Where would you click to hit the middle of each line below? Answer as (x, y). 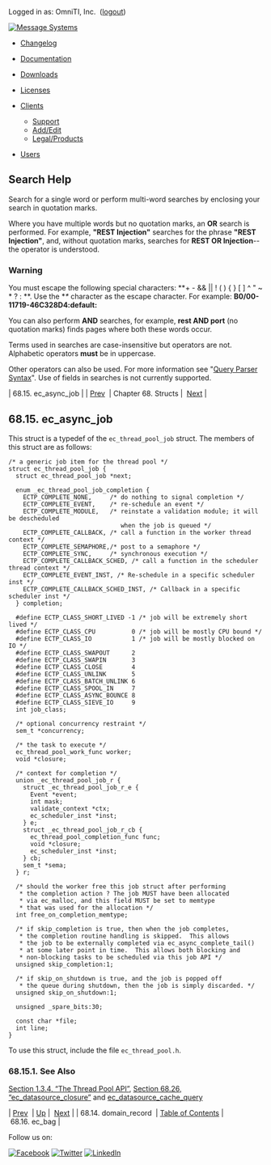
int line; (32, 1028)
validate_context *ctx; (70, 808)
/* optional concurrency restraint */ (81, 723)
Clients (32, 106)
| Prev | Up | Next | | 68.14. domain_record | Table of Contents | (116, 1113)
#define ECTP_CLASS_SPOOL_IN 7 (76, 688)
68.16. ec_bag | (35, 1122)
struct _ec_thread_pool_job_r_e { (81, 787)
